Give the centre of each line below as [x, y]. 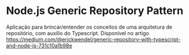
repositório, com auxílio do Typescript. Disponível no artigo [78, 33]
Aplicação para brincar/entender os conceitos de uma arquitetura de [89, 27]
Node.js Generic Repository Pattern [95, 11]
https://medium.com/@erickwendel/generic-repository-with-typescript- [93, 39]
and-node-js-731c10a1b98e [39, 46]
